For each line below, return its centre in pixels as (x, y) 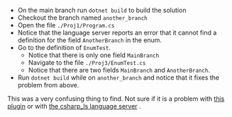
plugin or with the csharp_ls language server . (74, 106)
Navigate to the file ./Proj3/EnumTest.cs (87, 62)
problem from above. (48, 85)
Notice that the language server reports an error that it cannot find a (117, 32)
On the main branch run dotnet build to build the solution (102, 10)
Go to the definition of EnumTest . (64, 48)
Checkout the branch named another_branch (82, 18)
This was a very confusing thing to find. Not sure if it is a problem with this (116, 99)
